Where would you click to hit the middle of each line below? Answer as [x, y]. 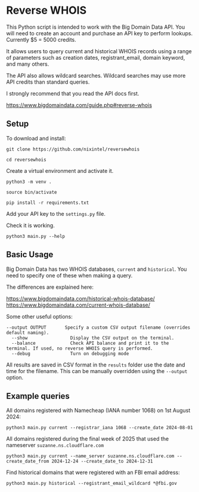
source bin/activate [32, 192]
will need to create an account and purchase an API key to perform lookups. [99, 33]
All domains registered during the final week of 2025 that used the [88, 439]
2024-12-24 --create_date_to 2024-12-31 [102, 462]
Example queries [38, 396]
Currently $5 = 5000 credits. [41, 39]
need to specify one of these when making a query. [69, 275]
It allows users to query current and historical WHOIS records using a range [99, 51]
